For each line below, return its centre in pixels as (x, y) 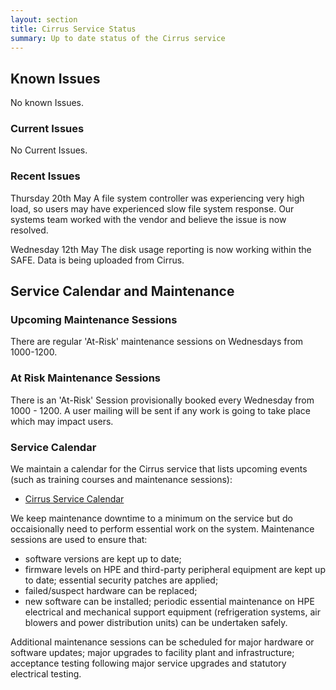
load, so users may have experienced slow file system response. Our (152, 208)
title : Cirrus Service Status (73, 29)
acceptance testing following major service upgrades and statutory (148, 663)
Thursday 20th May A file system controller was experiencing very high (157, 198)
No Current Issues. (49, 150)
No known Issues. (47, 103)
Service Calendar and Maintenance (122, 291)
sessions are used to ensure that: (79, 540)
